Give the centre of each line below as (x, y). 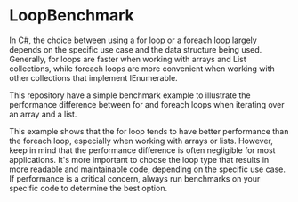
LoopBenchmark (72, 16)
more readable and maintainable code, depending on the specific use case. (148, 169)
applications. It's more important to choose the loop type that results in (139, 159)
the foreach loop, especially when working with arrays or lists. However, (141, 141)
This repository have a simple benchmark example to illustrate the (130, 95)
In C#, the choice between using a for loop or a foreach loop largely (133, 40)
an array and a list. (43, 114)
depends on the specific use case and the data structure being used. (136, 49)
